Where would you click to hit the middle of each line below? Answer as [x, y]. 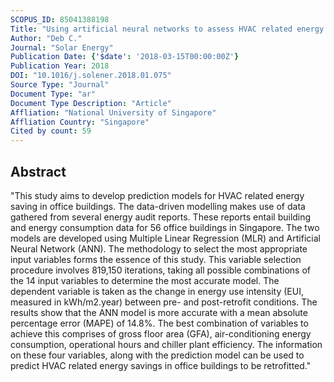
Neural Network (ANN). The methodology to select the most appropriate [159, 248]
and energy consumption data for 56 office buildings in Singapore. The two [165, 227]
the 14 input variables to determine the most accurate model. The [145, 280]
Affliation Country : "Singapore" [80, 122]
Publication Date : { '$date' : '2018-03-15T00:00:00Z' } [125, 57]
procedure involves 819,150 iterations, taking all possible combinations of [160, 270]
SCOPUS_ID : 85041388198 [60, 19]
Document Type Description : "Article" [91, 103]
